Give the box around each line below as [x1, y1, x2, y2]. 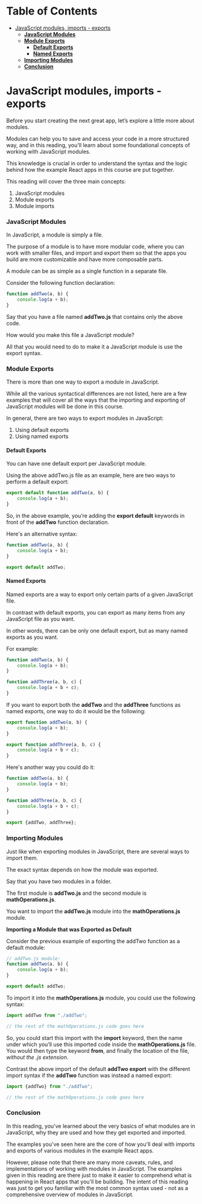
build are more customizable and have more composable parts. [6, 256, 163, 263]
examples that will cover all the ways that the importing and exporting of [6, 396, 186, 404]
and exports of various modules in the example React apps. [6, 1147, 154, 1154]
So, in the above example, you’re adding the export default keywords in [6, 512, 185, 519]
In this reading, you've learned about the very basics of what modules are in [6, 1122, 195, 1130]
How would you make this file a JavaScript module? [6, 331, 134, 338]
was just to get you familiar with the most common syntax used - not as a [6, 1184, 189, 1191]
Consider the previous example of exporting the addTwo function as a [6, 937, 180, 944]
